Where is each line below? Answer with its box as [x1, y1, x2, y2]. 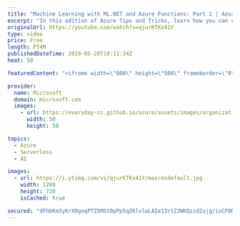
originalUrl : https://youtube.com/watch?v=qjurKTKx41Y [7, 24, 174, 31]
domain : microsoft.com [14, 96, 81, 103]
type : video [7, 30, 43, 38]
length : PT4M [7, 43, 46, 51]
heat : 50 [7, 57, 34, 64]
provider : [7, 83, 37, 90]
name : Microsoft [14, 89, 62, 96]
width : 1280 [20, 181, 56, 189]
